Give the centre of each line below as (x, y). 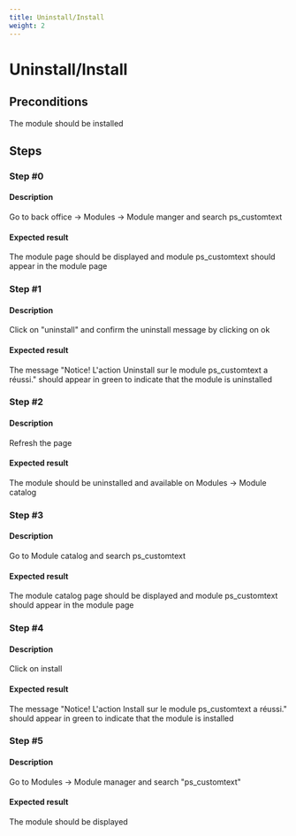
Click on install (36, 669)
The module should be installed (66, 123)
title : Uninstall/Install (57, 17)
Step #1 (26, 289)
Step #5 (27, 741)
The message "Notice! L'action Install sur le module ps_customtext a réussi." (148, 709)
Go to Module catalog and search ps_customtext (98, 556)
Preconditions (49, 102)
